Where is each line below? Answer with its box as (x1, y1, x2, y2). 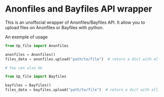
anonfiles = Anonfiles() (5, 52, 56, 57)
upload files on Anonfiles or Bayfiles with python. (5, 24, 104, 30)
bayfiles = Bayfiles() (5, 83, 51, 88)
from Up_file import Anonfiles (5, 43, 69, 48)
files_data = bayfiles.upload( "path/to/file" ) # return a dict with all (5, 87, 159, 93)
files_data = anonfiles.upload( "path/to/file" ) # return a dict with (5, 57, 152, 62)
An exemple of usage (5, 34, 48, 40)
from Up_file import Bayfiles (5, 74, 67, 79)
